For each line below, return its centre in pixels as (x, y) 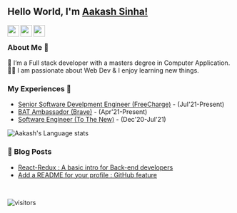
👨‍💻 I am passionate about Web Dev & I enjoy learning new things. (104, 71)
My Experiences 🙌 (39, 89)
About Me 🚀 (28, 47)
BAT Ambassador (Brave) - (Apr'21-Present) (82, 112)
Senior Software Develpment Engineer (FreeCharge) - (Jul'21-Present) (121, 104)
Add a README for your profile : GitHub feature (87, 175)
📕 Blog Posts (30, 152)
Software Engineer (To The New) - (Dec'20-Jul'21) (92, 120)
